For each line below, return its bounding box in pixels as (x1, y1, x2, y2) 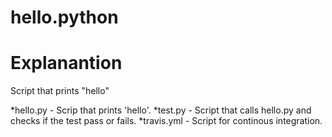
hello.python (10, 6, 119, 29)
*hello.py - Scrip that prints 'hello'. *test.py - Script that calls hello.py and (10, 104, 312, 116)
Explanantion (10, 52, 123, 75)
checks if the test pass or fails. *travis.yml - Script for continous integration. (10, 115, 323, 127)
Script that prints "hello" (10, 85, 110, 97)
